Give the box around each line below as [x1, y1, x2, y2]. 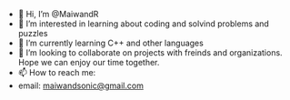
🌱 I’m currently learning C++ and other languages [17, 37, 205, 48]
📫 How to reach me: [17, 67, 96, 77]
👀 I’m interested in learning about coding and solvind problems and [17, 18, 270, 29]
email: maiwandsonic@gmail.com [17, 80, 144, 91]
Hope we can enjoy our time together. [17, 57, 160, 67]
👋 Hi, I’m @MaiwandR [17, 9, 99, 19]
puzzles [17, 28, 48, 38]
